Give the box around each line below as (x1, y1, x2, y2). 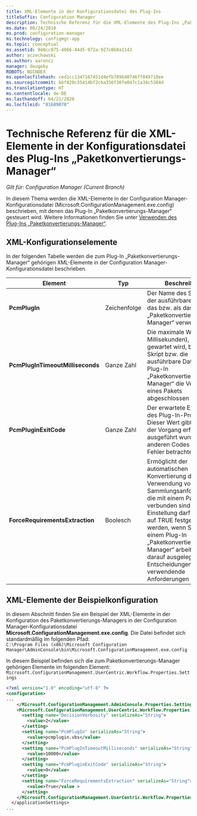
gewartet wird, (147, 343, 187, 351)
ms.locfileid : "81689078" (6, 101, 69, 108)
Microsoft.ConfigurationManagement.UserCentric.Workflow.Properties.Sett (6, 670, 191, 676)
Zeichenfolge (105, 304, 142, 312)
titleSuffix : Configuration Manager (6, 14, 96, 20)
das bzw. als (147, 304, 182, 312)
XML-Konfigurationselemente (6, 237, 118, 247)
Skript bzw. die (147, 350, 189, 359)
